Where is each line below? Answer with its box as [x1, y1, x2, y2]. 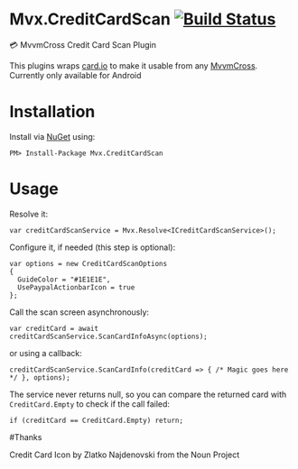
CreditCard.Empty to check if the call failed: [9, 398, 170, 409]
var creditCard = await [9, 324, 99, 333]
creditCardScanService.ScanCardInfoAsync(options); [9, 332, 208, 341]
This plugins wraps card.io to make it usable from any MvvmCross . [9, 60, 258, 71]
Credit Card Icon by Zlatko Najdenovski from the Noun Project [9, 449, 240, 460]
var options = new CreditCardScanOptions [9, 259, 168, 268]
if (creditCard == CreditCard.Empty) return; [9, 416, 183, 425]
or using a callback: [9, 347, 83, 358]
